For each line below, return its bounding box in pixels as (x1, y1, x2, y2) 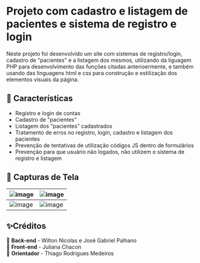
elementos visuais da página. (6, 76, 79, 83)
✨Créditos (6, 221, 47, 231)
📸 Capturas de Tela (6, 172, 79, 182)
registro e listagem (15, 155, 62, 162)
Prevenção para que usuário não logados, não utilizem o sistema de (15, 148, 185, 155)
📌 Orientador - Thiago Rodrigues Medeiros (6, 250, 114, 257)
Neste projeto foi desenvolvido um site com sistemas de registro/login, (6, 50, 183, 57)
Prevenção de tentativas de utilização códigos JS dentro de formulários (15, 141, 194, 149)
